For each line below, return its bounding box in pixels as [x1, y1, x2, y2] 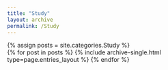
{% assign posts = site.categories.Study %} [7, 41, 130, 50]
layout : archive [7, 16, 53, 23]
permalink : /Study [7, 22, 59, 29]
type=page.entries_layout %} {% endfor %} [7, 56, 130, 64]
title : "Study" [7, 10, 51, 17]
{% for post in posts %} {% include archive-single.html [7, 48, 162, 56]
